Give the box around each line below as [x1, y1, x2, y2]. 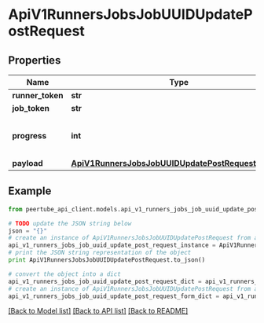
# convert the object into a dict [8, 270, 122, 278]
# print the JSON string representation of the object [8, 249, 192, 257]
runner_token [12, 90, 64, 101]
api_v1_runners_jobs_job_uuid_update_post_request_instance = [8, 241, 216, 249]
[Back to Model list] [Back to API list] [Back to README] [8, 306, 189, 316]
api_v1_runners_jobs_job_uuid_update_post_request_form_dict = [8, 292, 220, 300]
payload [12, 158, 43, 168]
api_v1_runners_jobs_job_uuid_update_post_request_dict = [8, 277, 202, 285]
